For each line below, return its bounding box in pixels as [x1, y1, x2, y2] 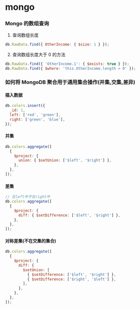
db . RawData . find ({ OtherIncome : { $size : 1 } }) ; [5, 42, 110, 47]
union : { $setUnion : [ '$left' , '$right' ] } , [18, 158, 112, 163]
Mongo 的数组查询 [5, 20, 49, 27]
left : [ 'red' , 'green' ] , [9, 112, 61, 117]
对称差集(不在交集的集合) [5, 238, 56, 244]
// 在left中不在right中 [5, 194, 50, 199]
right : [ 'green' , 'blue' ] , [9, 117, 65, 122]
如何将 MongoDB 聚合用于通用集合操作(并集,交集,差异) [5, 79, 136, 86]
